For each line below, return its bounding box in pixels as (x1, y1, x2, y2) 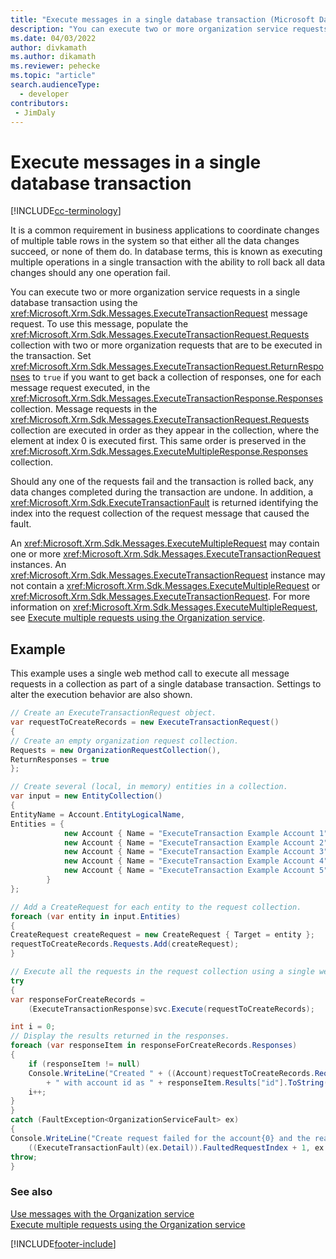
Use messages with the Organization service (10, 1207, 195, 1220)
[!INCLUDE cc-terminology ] (10, 205, 122, 217)
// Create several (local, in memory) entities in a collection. (10, 782, 288, 792)
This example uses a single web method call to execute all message (10, 667, 290, 680)
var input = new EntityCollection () (10, 791, 163, 801)
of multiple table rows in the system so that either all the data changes (10, 235, 300, 247)
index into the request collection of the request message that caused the (10, 507, 310, 520)
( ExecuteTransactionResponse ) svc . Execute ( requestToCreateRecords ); (28, 1004, 315, 1014)
